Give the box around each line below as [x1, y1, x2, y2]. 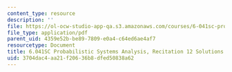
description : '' [7, 16, 54, 23]
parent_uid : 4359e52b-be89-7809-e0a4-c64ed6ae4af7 [7, 36, 156, 43]
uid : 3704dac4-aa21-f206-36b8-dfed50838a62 [7, 55, 135, 62]
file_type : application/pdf [7, 29, 88, 36]
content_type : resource [7, 10, 76, 17]
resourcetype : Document [7, 42, 76, 49]
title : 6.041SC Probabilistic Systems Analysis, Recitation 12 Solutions [7, 49, 224, 56]
